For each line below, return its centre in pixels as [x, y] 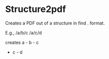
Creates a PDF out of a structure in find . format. [55, 23]
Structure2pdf [36, 9]
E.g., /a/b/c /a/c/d [24, 32]
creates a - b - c [22, 42]
